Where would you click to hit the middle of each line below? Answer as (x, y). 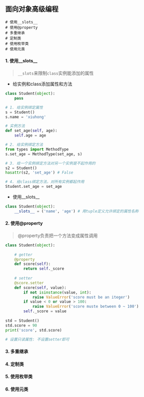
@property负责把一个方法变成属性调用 (58, 236)
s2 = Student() (21, 168)
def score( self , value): (40, 288)
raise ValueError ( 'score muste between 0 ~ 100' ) (85, 307)
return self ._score (44, 269)
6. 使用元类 (17, 389)
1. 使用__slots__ (21, 61)
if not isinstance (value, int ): (58, 292)
